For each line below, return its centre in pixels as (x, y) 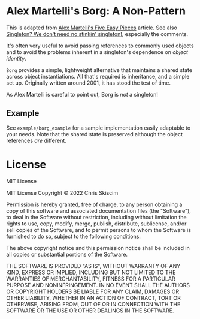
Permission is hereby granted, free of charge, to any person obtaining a (94, 204)
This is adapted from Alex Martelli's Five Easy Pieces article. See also (92, 28)
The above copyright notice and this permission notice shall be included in (98, 248)
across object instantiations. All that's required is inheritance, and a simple (98, 76)
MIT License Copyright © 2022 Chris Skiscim (62, 192)
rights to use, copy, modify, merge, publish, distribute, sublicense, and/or (96, 224)
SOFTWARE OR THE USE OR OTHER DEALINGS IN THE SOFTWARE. (90, 311)
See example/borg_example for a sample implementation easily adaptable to (99, 128)
